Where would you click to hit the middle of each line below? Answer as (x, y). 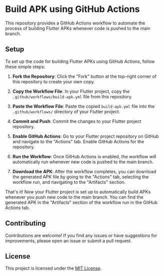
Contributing (25, 223)
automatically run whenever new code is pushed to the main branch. (83, 162)
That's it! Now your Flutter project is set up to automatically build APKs (78, 192)
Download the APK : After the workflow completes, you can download (84, 171)
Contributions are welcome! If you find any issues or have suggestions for (81, 235)
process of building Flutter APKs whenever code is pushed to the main (78, 28)
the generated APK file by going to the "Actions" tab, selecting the (80, 177)
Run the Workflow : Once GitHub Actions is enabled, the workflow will (84, 156)
